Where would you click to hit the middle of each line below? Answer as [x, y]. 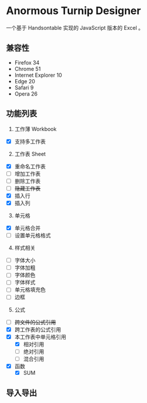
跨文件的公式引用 [35, 322]
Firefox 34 [27, 62]
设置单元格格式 [33, 235]
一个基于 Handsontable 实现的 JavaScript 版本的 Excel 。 [75, 28]
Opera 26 [26, 94]
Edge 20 [25, 81]
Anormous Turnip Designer [73, 11]
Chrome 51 [28, 69]
